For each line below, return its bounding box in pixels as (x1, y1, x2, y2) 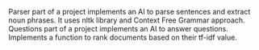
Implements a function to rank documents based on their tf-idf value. (8, 32, 238, 42)
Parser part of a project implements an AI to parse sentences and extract (8, 7, 251, 16)
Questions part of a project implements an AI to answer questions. (8, 24, 228, 33)
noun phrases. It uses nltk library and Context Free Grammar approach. (8, 15, 245, 25)
